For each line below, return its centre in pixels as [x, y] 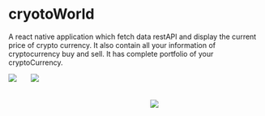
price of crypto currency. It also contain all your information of [112, 45]
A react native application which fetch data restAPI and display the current [132, 37]
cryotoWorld [51, 14]
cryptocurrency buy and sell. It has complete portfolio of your [111, 54]
